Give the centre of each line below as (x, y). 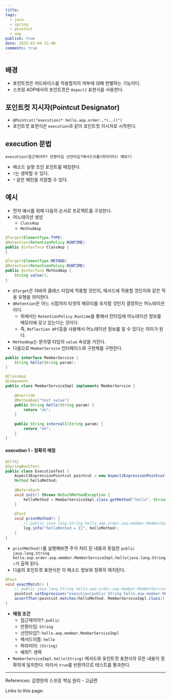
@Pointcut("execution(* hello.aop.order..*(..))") (67, 121)
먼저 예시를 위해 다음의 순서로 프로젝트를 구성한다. (62, 211)
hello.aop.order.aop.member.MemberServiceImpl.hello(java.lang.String (89, 558)
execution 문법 (28, 144)
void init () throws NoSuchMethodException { (62, 495)
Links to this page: (25, 690)
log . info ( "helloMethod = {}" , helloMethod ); (72, 528)
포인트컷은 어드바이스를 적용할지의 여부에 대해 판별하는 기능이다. (77, 83)
